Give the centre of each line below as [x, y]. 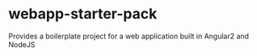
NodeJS [22, 44]
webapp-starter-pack [83, 14]
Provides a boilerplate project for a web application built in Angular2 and [128, 36]
